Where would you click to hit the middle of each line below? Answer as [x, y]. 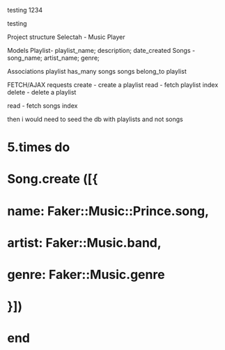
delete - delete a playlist [42, 92]
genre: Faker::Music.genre [86, 275]
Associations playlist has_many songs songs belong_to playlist [97, 71]
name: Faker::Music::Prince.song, [108, 211]
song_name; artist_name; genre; [53, 58]
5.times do [39, 147]
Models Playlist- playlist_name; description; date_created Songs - [101, 50]
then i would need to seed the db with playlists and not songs [95, 119]
